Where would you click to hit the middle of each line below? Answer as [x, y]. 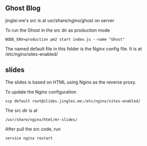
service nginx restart [29, 138]
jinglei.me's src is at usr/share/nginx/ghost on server [60, 20]
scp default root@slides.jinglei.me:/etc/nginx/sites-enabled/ [73, 101]
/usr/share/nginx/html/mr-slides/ [42, 120]
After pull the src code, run [33, 129]
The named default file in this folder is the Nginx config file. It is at [73, 49]
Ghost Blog [23, 8]
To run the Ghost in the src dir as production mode [58, 30]
